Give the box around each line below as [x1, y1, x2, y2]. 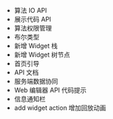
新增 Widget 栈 [14, 42, 58, 50]
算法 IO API [14, 6, 48, 14]
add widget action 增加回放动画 [14, 103, 107, 112]
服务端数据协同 [14, 77, 58, 85]
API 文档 [14, 68, 39, 76]
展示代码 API [14, 15, 52, 23]
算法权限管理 [14, 24, 52, 32]
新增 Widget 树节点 [14, 50, 70, 59]
